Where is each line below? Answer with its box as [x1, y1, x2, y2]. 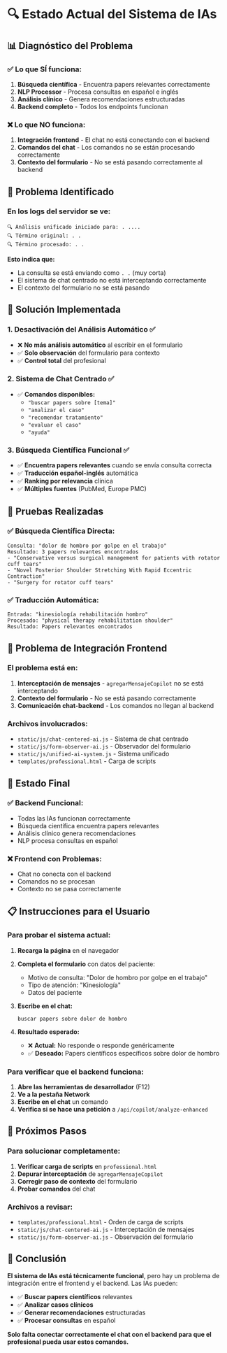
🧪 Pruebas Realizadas [7, 505, 104, 517]
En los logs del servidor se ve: [7, 206, 111, 216]
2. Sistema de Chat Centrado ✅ [7, 374, 115, 384]
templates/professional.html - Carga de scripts [17, 757, 156, 765]
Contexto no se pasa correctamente [17, 885, 122, 893]
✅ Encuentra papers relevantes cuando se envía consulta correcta [17, 461, 212, 469]
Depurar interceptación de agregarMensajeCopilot [17, 1170, 163, 1178]
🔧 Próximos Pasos [7, 1125, 87, 1138]
